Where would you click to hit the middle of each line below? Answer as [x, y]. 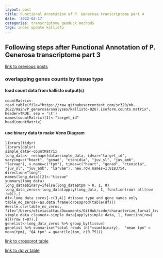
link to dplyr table [22, 251]
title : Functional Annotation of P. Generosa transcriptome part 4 [75, 14]
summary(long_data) [25, 181]
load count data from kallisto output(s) [45, 91]
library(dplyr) [20, 147]
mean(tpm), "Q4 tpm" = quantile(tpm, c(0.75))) [54, 232]
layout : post [18, 9]
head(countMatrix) [24, 122]
